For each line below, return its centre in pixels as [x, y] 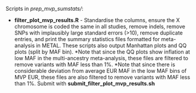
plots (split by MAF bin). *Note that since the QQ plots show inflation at [102, 52]
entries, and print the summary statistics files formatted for [87, 39]
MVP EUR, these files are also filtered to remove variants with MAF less [102, 77]
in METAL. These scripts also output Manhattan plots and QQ [111, 45]
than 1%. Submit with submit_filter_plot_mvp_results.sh [85, 83]
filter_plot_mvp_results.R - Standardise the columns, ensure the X [97, 20]
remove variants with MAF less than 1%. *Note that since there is [95, 64]
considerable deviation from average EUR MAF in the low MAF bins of [100, 71]
